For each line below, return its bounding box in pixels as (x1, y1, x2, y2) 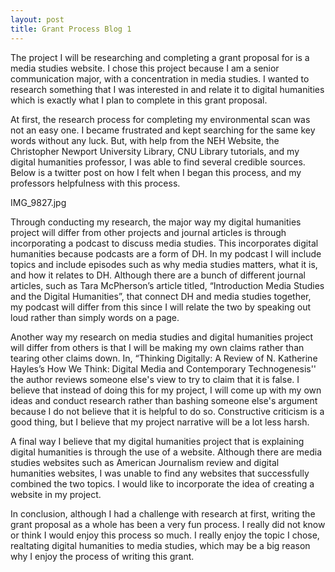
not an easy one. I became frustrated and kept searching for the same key (10, 124, 316, 136)
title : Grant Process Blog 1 (10, 24, 132, 34)
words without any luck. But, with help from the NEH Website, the (10, 134, 280, 146)
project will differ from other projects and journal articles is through (10, 226, 287, 238)
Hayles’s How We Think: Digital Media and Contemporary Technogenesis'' (10, 362, 317, 375)
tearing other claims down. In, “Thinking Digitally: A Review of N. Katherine (10, 352, 318, 364)
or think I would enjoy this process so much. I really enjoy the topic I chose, (10, 529, 320, 541)
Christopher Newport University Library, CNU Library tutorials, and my (10, 145, 300, 157)
